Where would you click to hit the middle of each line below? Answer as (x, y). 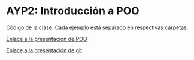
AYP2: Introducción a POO (73, 11)
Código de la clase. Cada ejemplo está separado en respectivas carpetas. (97, 27)
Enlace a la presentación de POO (47, 39)
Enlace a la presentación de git (44, 50)
